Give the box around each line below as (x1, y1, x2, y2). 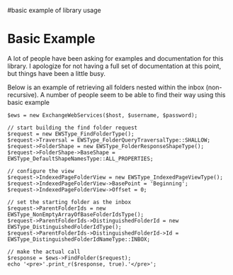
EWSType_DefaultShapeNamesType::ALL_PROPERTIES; (7, 155, 154, 162)
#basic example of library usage (7, 6, 101, 14)
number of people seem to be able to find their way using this (45, 90, 226, 99)
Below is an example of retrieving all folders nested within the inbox (7, 83, 205, 91)
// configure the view (7, 167, 74, 174)
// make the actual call (7, 248, 81, 255)
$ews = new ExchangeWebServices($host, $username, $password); (7, 111, 198, 119)
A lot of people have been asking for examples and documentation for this (7, 54, 224, 62)
